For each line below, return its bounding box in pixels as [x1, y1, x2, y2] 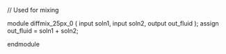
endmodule [7, 40, 40, 48]
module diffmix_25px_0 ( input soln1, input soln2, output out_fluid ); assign [7, 19, 219, 27]
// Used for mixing [7, 6, 59, 14]
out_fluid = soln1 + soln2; [7, 27, 79, 35]
